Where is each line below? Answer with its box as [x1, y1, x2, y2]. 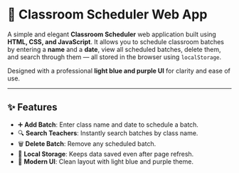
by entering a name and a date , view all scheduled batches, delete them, [7, 45, 222, 53]
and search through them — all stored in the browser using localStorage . [7, 53, 222, 61]
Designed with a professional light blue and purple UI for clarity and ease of [7, 66, 231, 75]
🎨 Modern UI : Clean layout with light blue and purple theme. [17, 157, 194, 166]
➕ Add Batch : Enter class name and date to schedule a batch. [17, 120, 199, 129]
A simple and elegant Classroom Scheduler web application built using [7, 30, 217, 38]
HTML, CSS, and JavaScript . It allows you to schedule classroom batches [7, 37, 225, 46]
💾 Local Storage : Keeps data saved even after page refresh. [17, 150, 194, 158]
